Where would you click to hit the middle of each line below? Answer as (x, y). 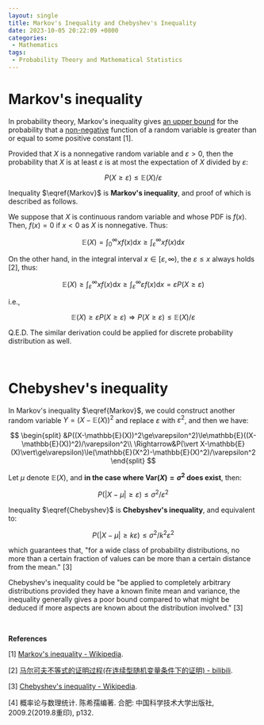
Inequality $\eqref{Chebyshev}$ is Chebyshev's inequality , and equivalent (132, 510)
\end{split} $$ (133, 461)
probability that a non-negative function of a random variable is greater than (132, 130)
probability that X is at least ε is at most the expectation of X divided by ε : (128, 162)
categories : (28, 38)
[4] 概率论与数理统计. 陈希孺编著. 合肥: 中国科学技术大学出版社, (111, 703)
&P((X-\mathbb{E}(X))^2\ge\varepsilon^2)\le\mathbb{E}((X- (160, 436)
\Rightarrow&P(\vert (166, 444)
